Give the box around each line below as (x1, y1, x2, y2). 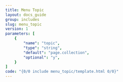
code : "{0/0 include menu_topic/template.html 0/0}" (5, 69, 119, 74)
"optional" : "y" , (23, 54, 60, 60)
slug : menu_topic (5, 21, 42, 27)
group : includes (5, 17, 39, 22)
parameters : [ (5, 31, 35, 36)
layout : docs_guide (5, 12, 47, 17)
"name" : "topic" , (23, 41, 60, 46)
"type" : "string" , (23, 45, 62, 50)
